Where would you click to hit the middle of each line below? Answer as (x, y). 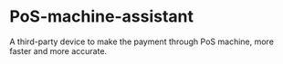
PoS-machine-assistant (102, 17)
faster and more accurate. (58, 50)
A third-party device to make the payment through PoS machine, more (141, 41)
